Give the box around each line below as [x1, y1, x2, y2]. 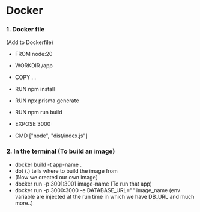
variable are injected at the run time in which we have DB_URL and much [14, 193, 195, 200]
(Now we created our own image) [14, 173, 98, 181]
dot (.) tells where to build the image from [14, 167, 118, 175]
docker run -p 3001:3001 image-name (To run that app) [14, 180, 152, 187]
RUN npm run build [14, 109, 62, 116]
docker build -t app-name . [14, 161, 82, 168]
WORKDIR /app [14, 62, 53, 69]
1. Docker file [6, 25, 45, 34]
